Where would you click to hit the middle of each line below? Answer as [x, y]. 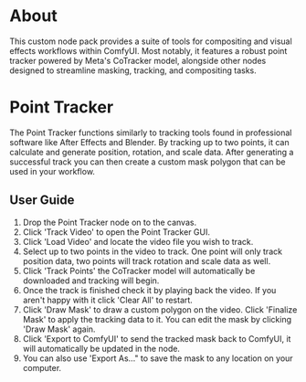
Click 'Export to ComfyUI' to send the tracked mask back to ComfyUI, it [157, 338]
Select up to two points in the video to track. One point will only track [153, 251]
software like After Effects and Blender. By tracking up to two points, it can [149, 142]
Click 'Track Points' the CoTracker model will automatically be [139, 271]
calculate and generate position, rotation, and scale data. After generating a [152, 152]
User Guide [42, 201]
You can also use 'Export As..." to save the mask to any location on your [158, 358]
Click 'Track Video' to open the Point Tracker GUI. [116, 232]
